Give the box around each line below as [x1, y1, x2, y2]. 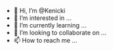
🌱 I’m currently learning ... [13, 21, 87, 29]
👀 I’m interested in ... [13, 14, 72, 22]
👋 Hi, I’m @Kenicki [13, 7, 66, 14]
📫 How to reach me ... [13, 37, 77, 44]
